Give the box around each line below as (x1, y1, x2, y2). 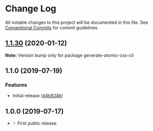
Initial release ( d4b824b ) (12, 93, 63, 99)
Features (5, 81, 27, 88)
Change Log (5, 3, 56, 14)
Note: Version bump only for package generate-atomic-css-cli (5, 52, 134, 58)
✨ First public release (12, 120, 57, 127)
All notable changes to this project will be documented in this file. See (5, 19, 149, 25)
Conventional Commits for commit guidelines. (5, 24, 99, 30)
